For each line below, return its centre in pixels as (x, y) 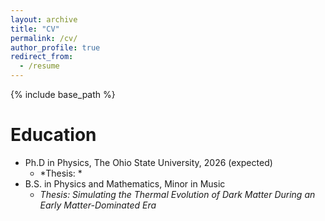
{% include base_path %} (63, 94)
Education (53, 135)
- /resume (39, 66)
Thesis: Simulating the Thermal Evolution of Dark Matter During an (177, 194)
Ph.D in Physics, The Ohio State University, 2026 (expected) (148, 162)
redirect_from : (42, 57)
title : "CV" (35, 29)
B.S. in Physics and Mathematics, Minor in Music (125, 183)
